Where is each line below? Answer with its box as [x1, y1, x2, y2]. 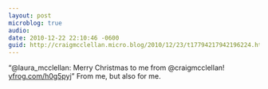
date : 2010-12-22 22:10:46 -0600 [8, 33, 120, 42]
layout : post [8, 11, 52, 20]
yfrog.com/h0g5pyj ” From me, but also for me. [8, 72, 161, 81]
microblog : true [8, 19, 62, 27]
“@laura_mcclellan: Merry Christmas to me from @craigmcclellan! [8, 63, 225, 72]
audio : [8, 26, 30, 34]
